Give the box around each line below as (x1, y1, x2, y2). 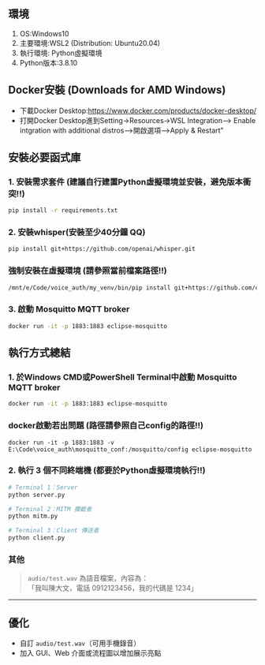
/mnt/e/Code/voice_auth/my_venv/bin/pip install (8, 283, 171, 292)
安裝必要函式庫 (8, 151, 81, 164)
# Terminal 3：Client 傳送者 (8, 527, 99, 535)
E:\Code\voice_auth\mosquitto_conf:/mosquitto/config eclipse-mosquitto (8, 445, 252, 454)
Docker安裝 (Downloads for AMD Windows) (8, 84, 226, 97)
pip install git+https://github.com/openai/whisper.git (8, 245, 196, 253)
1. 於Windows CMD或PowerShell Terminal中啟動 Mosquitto (8, 372, 237, 383)
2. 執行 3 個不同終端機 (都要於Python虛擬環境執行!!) (8, 465, 206, 476)
